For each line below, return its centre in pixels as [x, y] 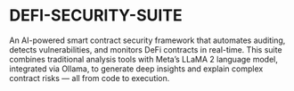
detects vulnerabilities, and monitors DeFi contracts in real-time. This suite [146, 49]
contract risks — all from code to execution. [90, 78]
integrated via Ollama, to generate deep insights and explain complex [136, 69]
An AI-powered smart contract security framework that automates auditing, [147, 40]
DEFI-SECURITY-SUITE [96, 16]
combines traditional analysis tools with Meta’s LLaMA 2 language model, [144, 59]
